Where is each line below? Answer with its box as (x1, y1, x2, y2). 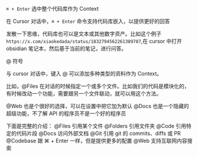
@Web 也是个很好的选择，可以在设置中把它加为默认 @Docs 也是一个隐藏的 (6, 103, 189, 109)
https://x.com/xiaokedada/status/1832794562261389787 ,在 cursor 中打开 (6, 38, 182, 44)
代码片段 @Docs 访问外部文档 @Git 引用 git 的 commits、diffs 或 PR (16, 130, 181, 137)
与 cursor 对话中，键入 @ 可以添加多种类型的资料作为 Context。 (6, 70, 163, 77)
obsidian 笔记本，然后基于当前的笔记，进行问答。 (6, 45, 127, 52)
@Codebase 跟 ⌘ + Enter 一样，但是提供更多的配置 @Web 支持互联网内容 (6, 138, 187, 144)
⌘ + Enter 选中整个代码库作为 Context (6, 5, 99, 12)
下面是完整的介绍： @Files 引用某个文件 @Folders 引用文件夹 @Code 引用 (6, 123, 187, 129)
